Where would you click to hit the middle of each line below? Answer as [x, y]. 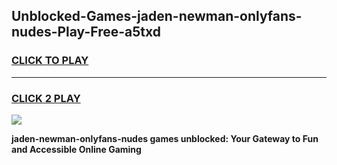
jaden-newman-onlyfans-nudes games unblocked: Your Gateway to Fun [165, 138]
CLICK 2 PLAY [46, 98]
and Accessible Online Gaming [76, 149]
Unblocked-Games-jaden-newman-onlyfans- [157, 16]
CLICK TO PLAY [50, 61]
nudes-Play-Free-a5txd [86, 32]
